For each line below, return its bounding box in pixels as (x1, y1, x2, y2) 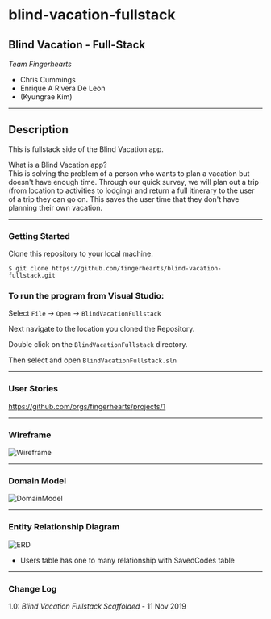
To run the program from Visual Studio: (8, 291, 165, 302)
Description (8, 123, 69, 136)
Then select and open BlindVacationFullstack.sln (8, 355, 177, 365)
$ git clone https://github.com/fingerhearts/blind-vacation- (8, 265, 222, 273)
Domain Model (8, 475, 67, 486)
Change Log (8, 583, 57, 594)
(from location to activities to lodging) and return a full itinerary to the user (8, 186, 256, 195)
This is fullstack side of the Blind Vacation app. (8, 144, 164, 154)
